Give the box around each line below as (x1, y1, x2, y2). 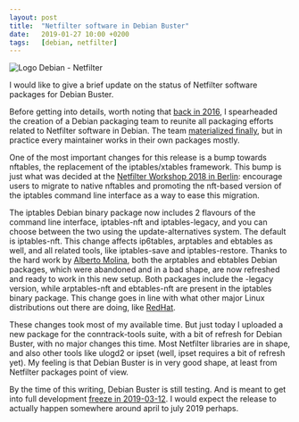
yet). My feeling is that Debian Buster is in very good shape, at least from (9, 358, 278, 368)
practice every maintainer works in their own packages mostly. (9, 135, 240, 145)
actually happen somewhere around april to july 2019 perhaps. (9, 403, 239, 414)
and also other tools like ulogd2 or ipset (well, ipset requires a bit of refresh (9, 348, 286, 359)
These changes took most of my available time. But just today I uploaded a (9, 319, 284, 330)
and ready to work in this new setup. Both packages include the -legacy (9, 274, 274, 285)
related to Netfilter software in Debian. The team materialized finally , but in (9, 126, 283, 137)
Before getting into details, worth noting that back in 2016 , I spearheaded (9, 106, 278, 117)
